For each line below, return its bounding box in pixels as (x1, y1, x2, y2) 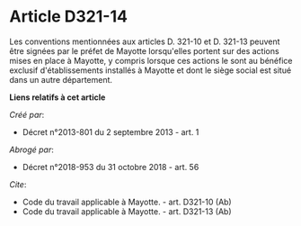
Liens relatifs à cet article (9, 92, 106, 103)
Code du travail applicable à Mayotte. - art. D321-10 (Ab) (22, 196, 232, 207)
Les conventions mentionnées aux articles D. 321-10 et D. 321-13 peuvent (9, 36, 280, 47)
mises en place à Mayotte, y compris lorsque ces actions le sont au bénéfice (9, 55, 293, 66)
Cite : (9, 178, 27, 190)
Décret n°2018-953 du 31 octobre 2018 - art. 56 (22, 161, 199, 172)
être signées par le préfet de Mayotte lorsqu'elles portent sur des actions (9, 45, 280, 56)
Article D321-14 (9, 6, 128, 27)
